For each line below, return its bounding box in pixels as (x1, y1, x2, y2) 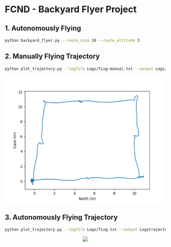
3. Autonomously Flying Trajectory (5, 213, 118, 222)
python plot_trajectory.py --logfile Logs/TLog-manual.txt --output (5, 66, 154, 71)
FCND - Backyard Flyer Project (5, 4, 137, 15)
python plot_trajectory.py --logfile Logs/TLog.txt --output (5, 227, 138, 232)
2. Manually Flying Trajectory (5, 52, 100, 61)
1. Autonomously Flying (5, 24, 81, 33)
